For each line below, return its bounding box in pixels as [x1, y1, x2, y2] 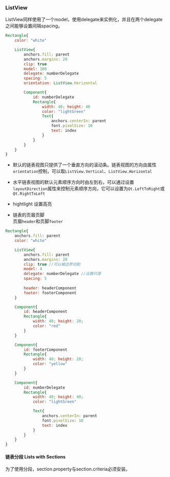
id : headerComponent [24, 309, 68, 314]
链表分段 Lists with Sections [5, 453, 66, 460]
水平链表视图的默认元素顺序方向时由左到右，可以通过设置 [12, 179, 134, 185]
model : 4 [24, 266, 42, 272]
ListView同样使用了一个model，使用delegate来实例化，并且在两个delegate [5, 16, 163, 23]
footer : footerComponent [24, 290, 77, 295]
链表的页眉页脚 [12, 212, 45, 218]
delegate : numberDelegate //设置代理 [24, 271, 101, 276]
